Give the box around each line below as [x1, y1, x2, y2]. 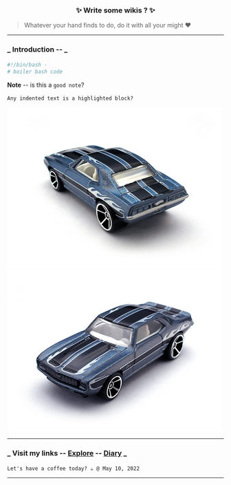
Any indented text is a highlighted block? [7, 95, 134, 102]
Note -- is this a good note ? [7, 81, 85, 89]
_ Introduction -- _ [7, 45, 68, 54]
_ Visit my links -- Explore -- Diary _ [7, 449, 127, 458]
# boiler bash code [7, 68, 63, 76]
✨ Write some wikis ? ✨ [76, 6, 155, 15]
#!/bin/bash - [7, 61, 48, 68]
